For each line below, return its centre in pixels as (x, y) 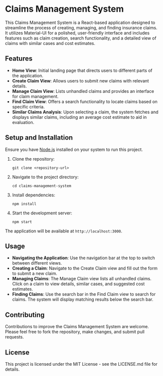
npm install (24, 204)
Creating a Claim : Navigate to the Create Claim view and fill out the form (85, 268)
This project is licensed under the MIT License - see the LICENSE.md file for (81, 364)
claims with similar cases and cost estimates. (50, 43)
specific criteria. (28, 106)
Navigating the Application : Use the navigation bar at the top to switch (83, 258)
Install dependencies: (34, 195)
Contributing (25, 315)
